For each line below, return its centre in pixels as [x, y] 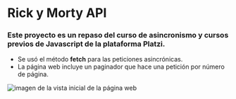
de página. [33, 74]
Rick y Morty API [57, 13]
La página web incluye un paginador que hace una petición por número [121, 67]
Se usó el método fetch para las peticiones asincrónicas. [100, 59]
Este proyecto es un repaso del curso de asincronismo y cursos [118, 35]
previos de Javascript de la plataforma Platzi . [86, 44]
